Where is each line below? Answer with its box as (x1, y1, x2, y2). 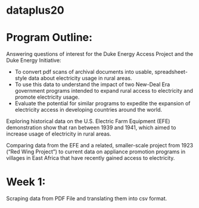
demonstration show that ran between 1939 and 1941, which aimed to (6, 124, 176, 131)
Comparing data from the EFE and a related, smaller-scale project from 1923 (6, 142, 194, 149)
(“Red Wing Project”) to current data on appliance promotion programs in (6, 148, 186, 155)
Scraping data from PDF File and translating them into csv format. (6, 195, 167, 202)
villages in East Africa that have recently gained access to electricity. (6, 155, 175, 162)
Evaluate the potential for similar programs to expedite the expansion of (14, 100, 191, 107)
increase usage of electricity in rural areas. (6, 130, 111, 137)
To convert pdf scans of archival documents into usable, (14, 68, 154, 75)
